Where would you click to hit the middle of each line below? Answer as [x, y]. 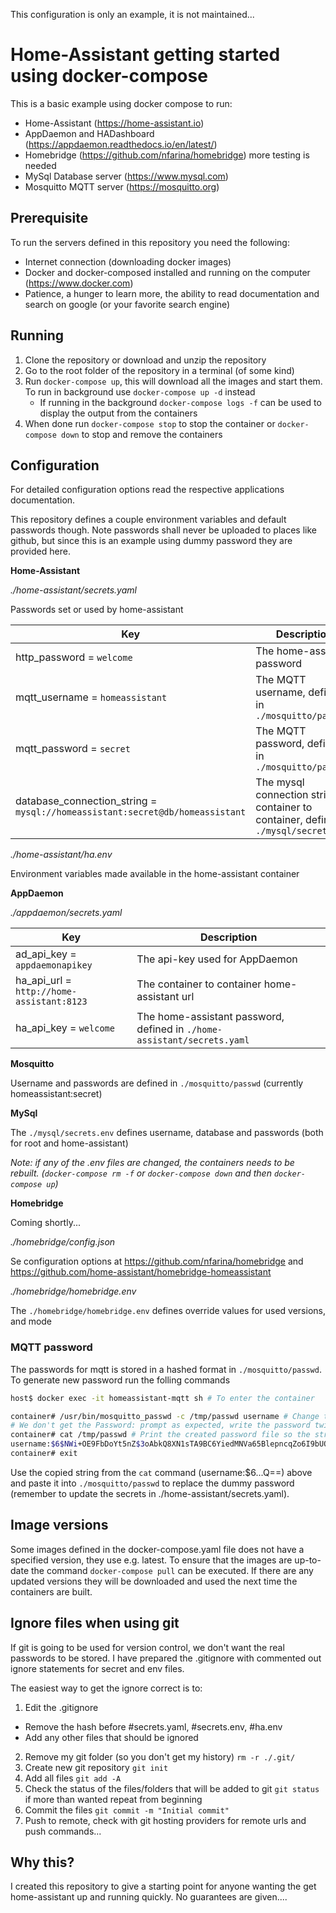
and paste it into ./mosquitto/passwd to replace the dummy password [152, 1483]
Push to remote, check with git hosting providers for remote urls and [165, 1820]
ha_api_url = [43, 981]
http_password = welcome [74, 657]
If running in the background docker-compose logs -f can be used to [180, 402]
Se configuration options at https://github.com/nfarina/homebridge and [157, 1261]
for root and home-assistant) [69, 1143]
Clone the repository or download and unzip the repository [145, 360]
